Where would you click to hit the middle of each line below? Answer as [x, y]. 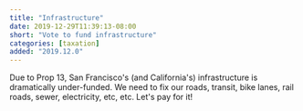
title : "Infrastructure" [57, 18]
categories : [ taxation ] [55, 43]
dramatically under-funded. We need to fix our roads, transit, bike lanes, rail [152, 87]
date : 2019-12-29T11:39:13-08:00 [73, 26]
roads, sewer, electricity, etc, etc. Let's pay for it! [101, 97]
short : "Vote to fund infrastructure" [83, 35]
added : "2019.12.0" [47, 52]
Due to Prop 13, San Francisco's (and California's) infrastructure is [134, 77]
